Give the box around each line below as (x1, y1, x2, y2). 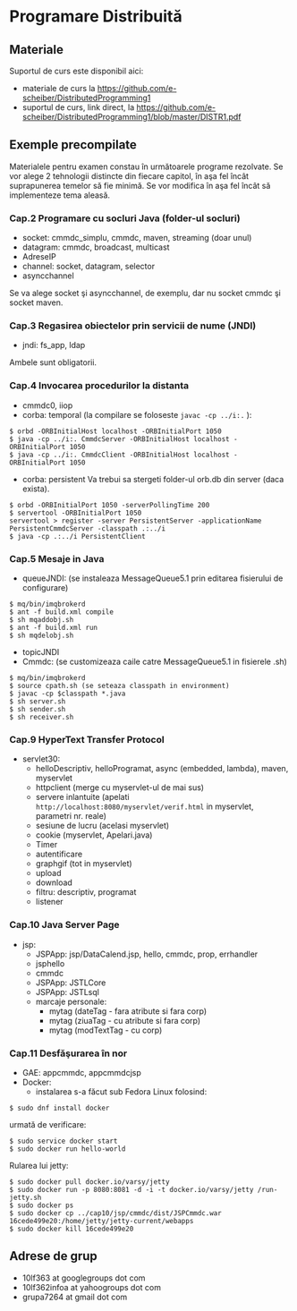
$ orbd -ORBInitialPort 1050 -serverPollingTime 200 (9, 500, 210, 509)
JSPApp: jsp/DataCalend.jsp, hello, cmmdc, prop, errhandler (35, 949, 259, 959)
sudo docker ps (17, 1201, 74, 1210)
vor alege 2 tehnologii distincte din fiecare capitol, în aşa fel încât (9, 170, 249, 181)
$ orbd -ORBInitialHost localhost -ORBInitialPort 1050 (9, 427, 222, 436)
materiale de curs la (21, 83, 96, 93)
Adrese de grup (9, 1248, 98, 1264)
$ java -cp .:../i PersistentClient (9, 532, 146, 541)
